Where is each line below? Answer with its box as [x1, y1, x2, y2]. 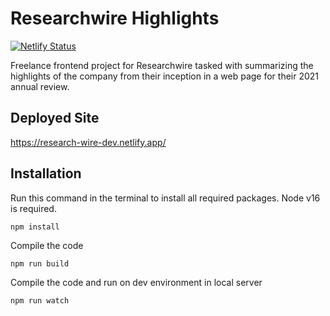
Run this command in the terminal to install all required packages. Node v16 [10, 192, 321, 204]
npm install [10, 222, 60, 232]
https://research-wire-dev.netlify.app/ [10, 136, 167, 148]
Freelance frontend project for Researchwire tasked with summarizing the [10, 59, 314, 71]
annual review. [10, 80, 70, 92]
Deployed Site [10, 110, 100, 127]
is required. [10, 202, 57, 214]
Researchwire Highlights [10, 7, 220, 30]
